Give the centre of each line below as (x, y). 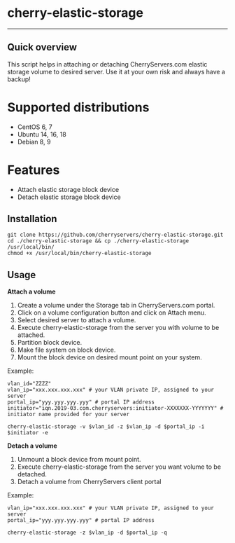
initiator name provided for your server (69, 415)
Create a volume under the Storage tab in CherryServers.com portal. (116, 305)
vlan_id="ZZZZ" (29, 384)
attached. (31, 335)
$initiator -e (28, 433)
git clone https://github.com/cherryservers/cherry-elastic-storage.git (115, 235)
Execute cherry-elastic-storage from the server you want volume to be (119, 467)
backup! (19, 79)
